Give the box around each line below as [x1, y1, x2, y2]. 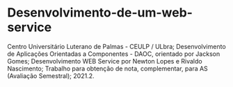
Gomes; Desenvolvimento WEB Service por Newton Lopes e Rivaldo [7, 57, 203, 65]
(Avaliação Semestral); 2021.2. [7, 71, 95, 80]
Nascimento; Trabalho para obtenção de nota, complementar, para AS [7, 64, 209, 72]
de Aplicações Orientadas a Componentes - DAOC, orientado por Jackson [7, 50, 220, 58]
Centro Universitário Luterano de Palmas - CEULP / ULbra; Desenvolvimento [7, 42, 226, 50]
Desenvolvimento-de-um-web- [7, 5, 193, 21]
